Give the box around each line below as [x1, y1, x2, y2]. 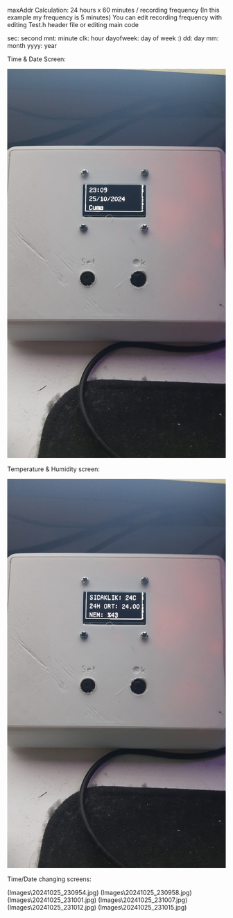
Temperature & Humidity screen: [7, 465, 101, 473]
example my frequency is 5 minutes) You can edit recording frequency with [7, 13, 223, 22]
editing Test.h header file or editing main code [7, 21, 139, 28]
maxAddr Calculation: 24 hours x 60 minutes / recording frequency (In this [7, 6, 220, 14]
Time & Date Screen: [7, 55, 66, 63]
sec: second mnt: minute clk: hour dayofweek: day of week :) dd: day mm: [7, 34, 219, 42]
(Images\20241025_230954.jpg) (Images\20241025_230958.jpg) [7, 889, 192, 896]
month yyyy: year [7, 42, 58, 49]
